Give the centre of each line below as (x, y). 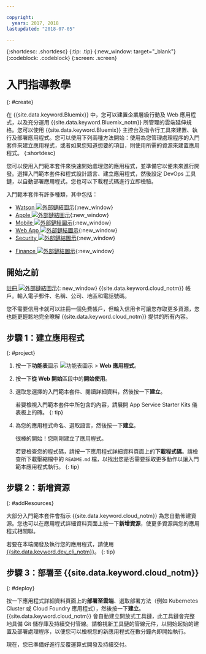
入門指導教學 (39, 85)
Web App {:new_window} (66, 230)
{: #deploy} (21, 588)
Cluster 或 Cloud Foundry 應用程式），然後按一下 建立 (73, 608)
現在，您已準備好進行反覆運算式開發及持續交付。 (68, 644)
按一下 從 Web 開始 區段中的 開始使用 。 (63, 378)
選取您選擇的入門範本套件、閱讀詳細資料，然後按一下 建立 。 (90, 391)
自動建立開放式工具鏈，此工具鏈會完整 (146, 616)
